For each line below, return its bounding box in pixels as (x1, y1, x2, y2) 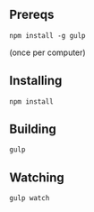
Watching (9, 170, 64, 185)
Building (9, 122, 56, 137)
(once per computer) (9, 47, 87, 58)
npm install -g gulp (9, 31, 87, 40)
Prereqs (9, 7, 55, 23)
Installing (9, 73, 63, 88)
